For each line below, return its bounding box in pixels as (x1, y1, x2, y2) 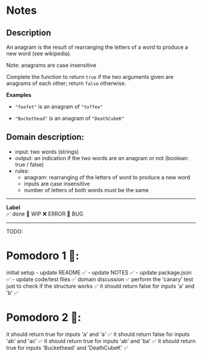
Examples (6, 92, 32, 98)
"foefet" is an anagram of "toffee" (14, 103, 103, 110)
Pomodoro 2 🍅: (6, 311, 82, 324)
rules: (14, 167, 29, 175)
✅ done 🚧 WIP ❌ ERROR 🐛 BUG (6, 210, 84, 217)
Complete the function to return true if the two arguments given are (6, 73, 174, 80)
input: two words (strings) (14, 148, 79, 155)
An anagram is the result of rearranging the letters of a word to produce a (6, 43, 188, 51)
